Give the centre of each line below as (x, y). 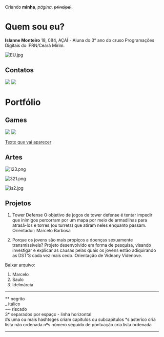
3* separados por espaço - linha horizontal (48, 315)
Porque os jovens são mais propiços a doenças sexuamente (72, 240)
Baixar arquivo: (20, 265)
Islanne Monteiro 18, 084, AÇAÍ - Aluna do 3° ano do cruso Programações (80, 40)
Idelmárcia (23, 285)
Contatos (20, 70)
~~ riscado (16, 309)
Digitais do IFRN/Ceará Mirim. (35, 45)
